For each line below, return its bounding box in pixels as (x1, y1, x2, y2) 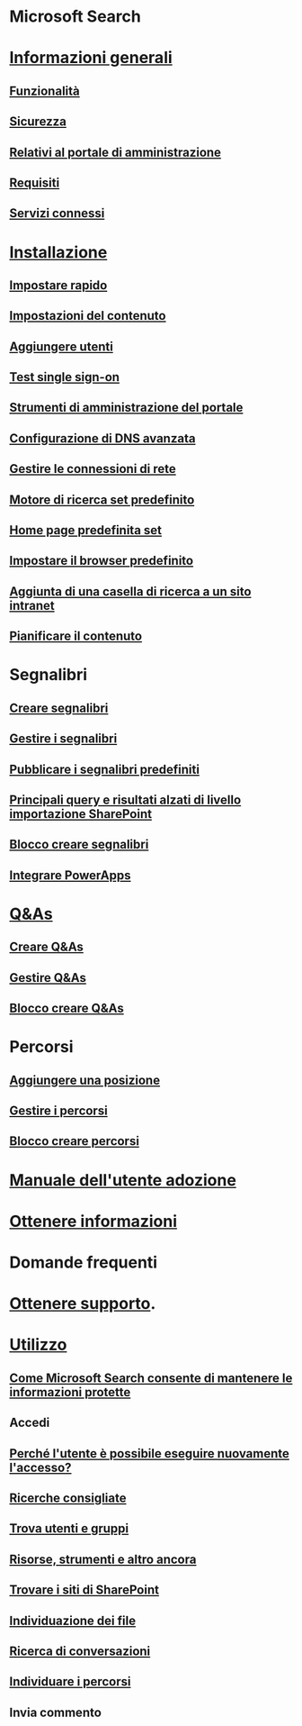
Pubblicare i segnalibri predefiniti (9, 761, 200, 777)
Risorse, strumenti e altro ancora (9, 1551, 197, 1567)
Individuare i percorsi (9, 1674, 131, 1690)
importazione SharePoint (9, 806, 153, 822)
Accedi (9, 1415, 50, 1431)
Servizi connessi (9, 205, 105, 222)
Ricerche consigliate (9, 1490, 127, 1505)
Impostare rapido (9, 277, 108, 293)
